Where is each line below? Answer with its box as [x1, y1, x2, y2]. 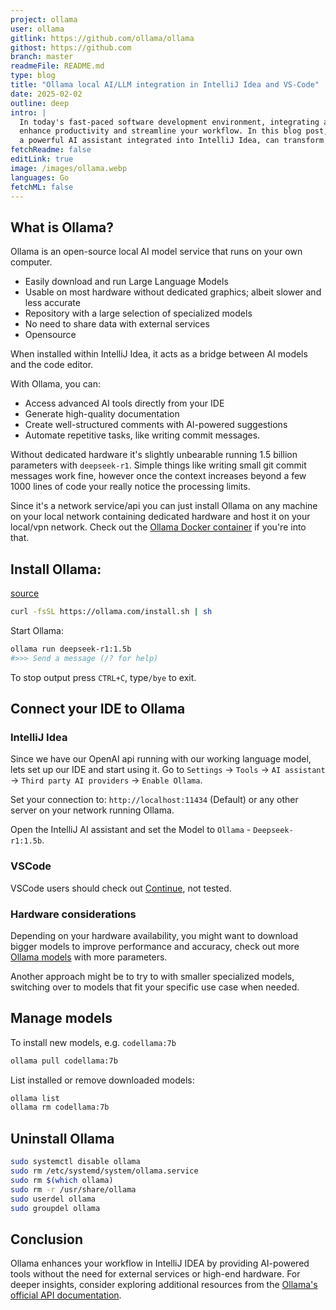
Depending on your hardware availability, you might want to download [10, 929, 299, 941]
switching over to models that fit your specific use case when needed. [10, 981, 300, 993]
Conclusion [10, 1231, 84, 1248]
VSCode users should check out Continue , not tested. [10, 882, 232, 894]
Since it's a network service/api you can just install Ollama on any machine [10, 500, 318, 512]
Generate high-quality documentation [24, 408, 180, 420]
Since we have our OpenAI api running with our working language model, [10, 753, 312, 765]
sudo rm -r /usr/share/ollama [10, 1184, 137, 1195]
